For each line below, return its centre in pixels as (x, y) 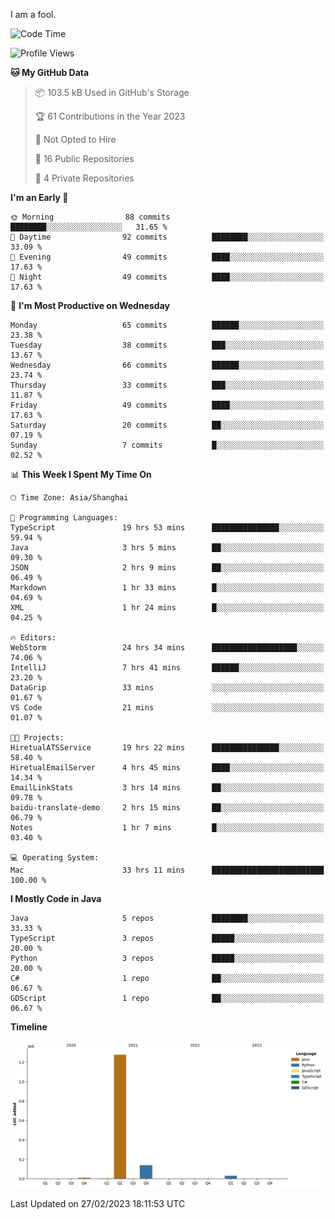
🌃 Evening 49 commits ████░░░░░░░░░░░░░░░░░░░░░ (167, 257)
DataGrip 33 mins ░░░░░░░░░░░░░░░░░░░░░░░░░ (167, 688)
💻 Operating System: (55, 858)
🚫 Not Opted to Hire (75, 139)
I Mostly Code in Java (56, 898)
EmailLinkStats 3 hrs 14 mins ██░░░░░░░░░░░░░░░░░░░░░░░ (167, 788)
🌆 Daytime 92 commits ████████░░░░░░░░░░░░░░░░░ (167, 237)
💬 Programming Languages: (64, 518)
